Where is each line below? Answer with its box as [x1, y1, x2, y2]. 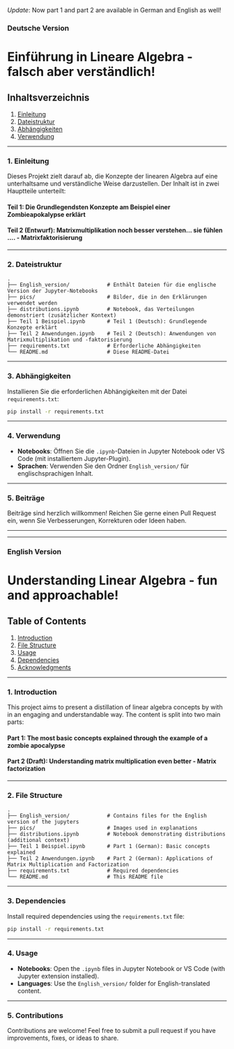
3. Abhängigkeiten [7, 371, 71, 381]
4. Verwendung [7, 431, 61, 441]
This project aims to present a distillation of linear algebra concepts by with [7, 703, 223, 711]
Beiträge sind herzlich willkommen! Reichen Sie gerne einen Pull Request [7, 509, 217, 518]
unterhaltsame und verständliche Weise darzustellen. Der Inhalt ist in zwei [7, 179, 219, 188]
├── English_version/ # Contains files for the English [7, 813, 208, 820]
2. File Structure [7, 791, 63, 801]
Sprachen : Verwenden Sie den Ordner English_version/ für [17, 462, 189, 470]
